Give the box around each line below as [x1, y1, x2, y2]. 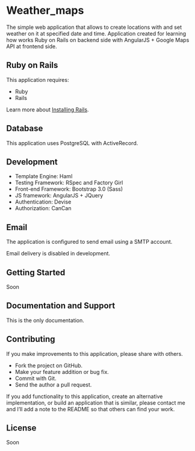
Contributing [6, 334, 55, 344]
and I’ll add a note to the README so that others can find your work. [6, 405, 175, 412]
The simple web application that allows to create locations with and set [6, 23, 182, 31]
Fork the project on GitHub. [14, 362, 83, 369]
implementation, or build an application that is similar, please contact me [6, 399, 185, 406]
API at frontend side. [6, 43, 57, 50]
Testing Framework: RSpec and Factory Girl [14, 179, 123, 187]
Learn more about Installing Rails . [6, 106, 89, 113]
